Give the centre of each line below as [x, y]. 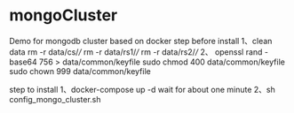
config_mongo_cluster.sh [55, 99]
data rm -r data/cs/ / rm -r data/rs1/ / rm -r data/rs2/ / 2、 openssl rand [136, 52]
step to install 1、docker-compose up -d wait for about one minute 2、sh [142, 89]
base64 [23, 62]
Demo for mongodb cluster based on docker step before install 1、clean [141, 41]
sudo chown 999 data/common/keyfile [80, 71]
